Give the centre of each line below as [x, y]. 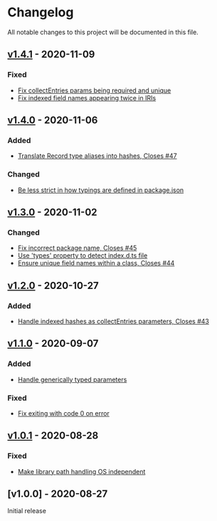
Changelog [41, 12]
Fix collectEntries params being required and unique [94, 90]
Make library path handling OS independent [81, 471]
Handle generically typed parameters [72, 379]
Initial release [27, 511]
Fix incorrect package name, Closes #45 [77, 248]
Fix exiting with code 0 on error [64, 413]
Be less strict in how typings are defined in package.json [101, 190]
